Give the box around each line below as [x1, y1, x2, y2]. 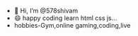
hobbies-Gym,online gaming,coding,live [13, 21, 131, 29]
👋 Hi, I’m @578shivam [13, 7, 79, 15]
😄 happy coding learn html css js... [13, 14, 117, 22]
